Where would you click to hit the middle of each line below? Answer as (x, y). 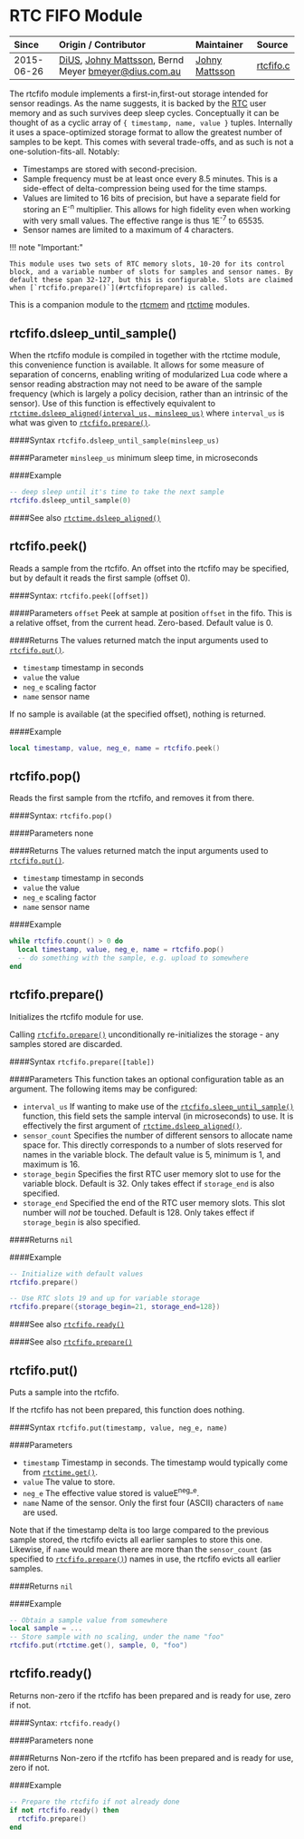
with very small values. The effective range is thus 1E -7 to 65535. (143, 220)
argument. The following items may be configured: (104, 1089)
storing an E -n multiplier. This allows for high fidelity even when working (157, 208)
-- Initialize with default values (76, 1274)
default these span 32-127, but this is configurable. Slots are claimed (152, 280)
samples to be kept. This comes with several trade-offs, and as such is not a (152, 142)
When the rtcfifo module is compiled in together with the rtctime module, (145, 356)
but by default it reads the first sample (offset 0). (100, 578)
